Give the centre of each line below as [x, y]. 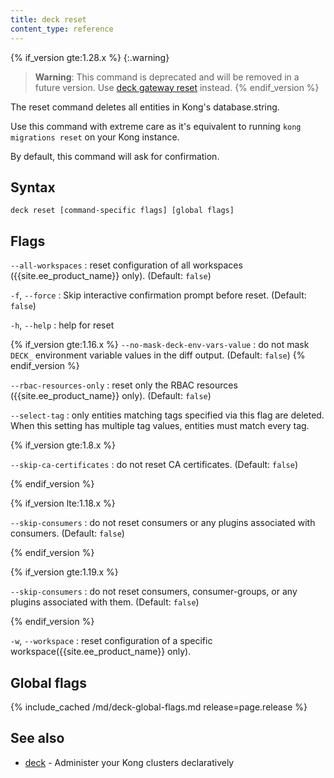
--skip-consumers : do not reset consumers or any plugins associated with [163, 523]
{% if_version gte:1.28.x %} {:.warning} [90, 57]
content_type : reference [62, 29]
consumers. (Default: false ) [67, 533]
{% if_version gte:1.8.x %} [63, 445]
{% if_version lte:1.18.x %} [63, 503]
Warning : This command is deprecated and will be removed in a [167, 77]
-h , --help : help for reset [62, 325]
